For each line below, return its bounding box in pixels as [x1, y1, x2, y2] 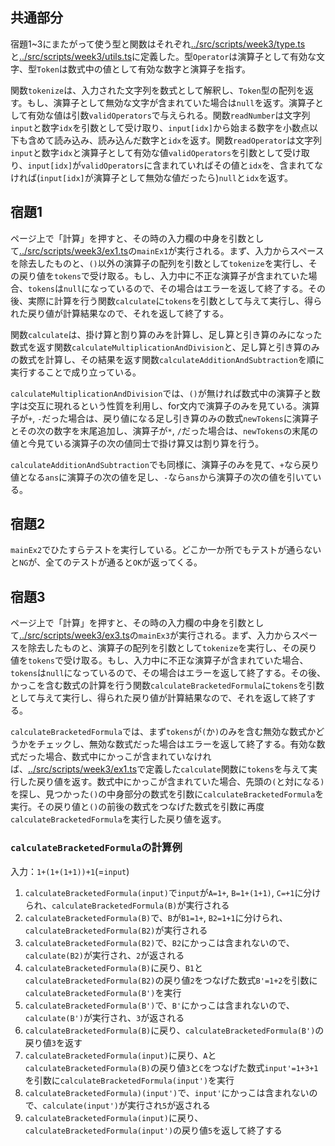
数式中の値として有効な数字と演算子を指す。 [67, 63, 251, 75]
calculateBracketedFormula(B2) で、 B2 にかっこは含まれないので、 [24, 936, 295, 948]
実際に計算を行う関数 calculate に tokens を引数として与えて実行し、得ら [27, 294, 323, 307]
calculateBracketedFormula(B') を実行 [24, 986, 182, 998]
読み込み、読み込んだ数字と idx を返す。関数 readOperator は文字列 [53, 134, 322, 146]
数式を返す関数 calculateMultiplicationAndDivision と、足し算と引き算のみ [10, 341, 320, 353]
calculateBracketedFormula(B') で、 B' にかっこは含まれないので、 [24, 999, 295, 1011]
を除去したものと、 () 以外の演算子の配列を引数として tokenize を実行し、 [10, 257, 309, 269]
